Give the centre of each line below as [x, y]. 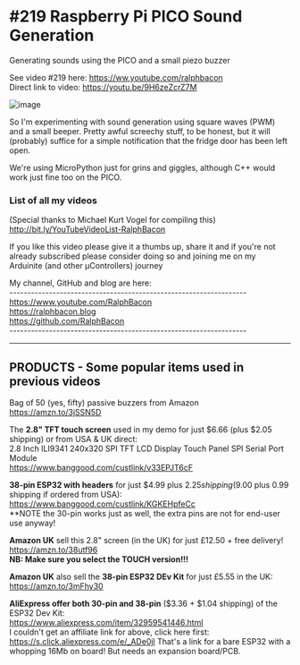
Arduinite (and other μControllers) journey [86, 266]
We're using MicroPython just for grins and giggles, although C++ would [142, 167]
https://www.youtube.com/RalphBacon [81, 303]
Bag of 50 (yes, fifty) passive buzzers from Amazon [104, 403]
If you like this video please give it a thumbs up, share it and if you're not [142, 247]
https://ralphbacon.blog [53, 311]
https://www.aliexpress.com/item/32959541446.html [106, 623]
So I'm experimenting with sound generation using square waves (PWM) [142, 122]
